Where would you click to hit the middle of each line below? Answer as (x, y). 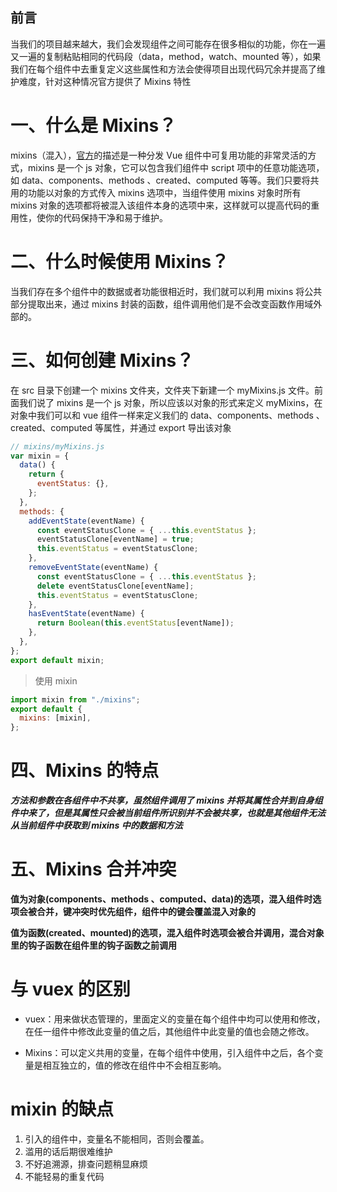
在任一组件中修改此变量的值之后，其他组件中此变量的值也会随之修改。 (169, 1031)
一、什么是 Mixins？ (93, 125)
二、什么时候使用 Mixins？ (120, 261)
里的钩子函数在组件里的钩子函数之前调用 (93, 945)
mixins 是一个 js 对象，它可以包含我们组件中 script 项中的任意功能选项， (176, 167)
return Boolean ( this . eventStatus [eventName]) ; (135, 623)
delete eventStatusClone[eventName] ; (115, 586)
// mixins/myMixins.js (57, 446)
